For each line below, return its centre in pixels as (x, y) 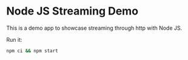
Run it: (14, 39)
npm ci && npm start (32, 51)
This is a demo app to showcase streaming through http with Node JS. (94, 28)
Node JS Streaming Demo (72, 11)
